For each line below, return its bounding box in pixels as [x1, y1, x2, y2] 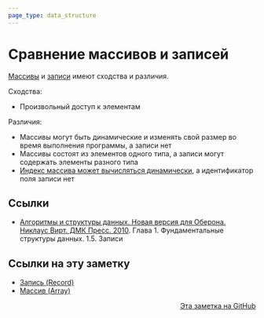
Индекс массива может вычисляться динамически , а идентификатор [19, 166, 254, 175]
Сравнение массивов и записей [8, 45, 229, 63]
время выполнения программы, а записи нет [19, 141, 172, 150]
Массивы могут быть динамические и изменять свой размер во [19, 132, 237, 141]
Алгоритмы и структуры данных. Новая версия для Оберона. [19, 217, 226, 227]
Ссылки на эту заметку [8, 257, 130, 270]
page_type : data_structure [8, 11, 97, 20]
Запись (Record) [19, 278, 75, 287]
